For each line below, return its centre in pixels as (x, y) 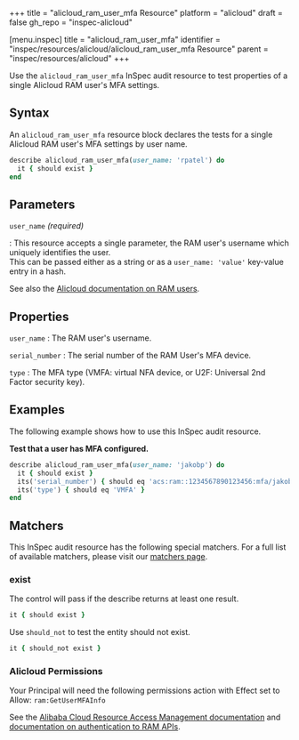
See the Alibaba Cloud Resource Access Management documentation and (145, 717)
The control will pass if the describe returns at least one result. (124, 599)
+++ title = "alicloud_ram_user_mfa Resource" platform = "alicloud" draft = (146, 13)
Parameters (42, 204)
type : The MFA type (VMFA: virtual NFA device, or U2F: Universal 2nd (137, 373)
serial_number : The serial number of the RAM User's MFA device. (130, 356)
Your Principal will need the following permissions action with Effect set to (145, 691)
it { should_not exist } (55, 648)
